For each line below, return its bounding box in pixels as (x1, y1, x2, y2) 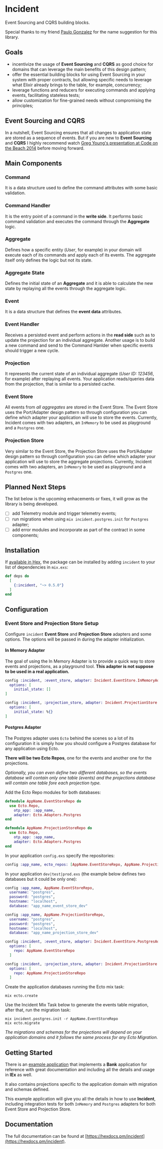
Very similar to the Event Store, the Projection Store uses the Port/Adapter (5, 448, 153, 454)
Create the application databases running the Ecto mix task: (5, 984, 125, 990)
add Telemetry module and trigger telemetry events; (12, 510, 116, 517)
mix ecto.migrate (5, 1021, 40, 1026)
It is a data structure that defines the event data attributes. (5, 309, 122, 315)
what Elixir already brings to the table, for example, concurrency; (12, 82, 142, 88)
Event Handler (5, 321, 40, 328)
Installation (5, 546, 40, 555)
